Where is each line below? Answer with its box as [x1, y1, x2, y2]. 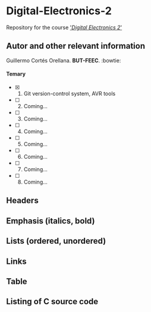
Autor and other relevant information [6, 41, 146, 51]
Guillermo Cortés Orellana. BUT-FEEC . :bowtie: [6, 56, 121, 64]
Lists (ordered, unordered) [6, 236, 106, 246]
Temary [6, 70, 26, 78]
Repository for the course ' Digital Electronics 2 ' [6, 24, 122, 31]
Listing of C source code [6, 297, 99, 307]
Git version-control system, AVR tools [23, 90, 116, 97]
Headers [6, 196, 39, 206]
